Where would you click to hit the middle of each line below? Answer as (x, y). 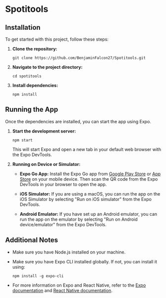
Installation (23, 27)
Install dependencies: (35, 85)
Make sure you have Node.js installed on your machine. (69, 252)
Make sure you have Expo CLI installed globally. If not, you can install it (85, 261)
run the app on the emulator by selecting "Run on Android (79, 219)
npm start (23, 140)
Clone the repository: (35, 49)
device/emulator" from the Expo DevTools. (63, 224)
